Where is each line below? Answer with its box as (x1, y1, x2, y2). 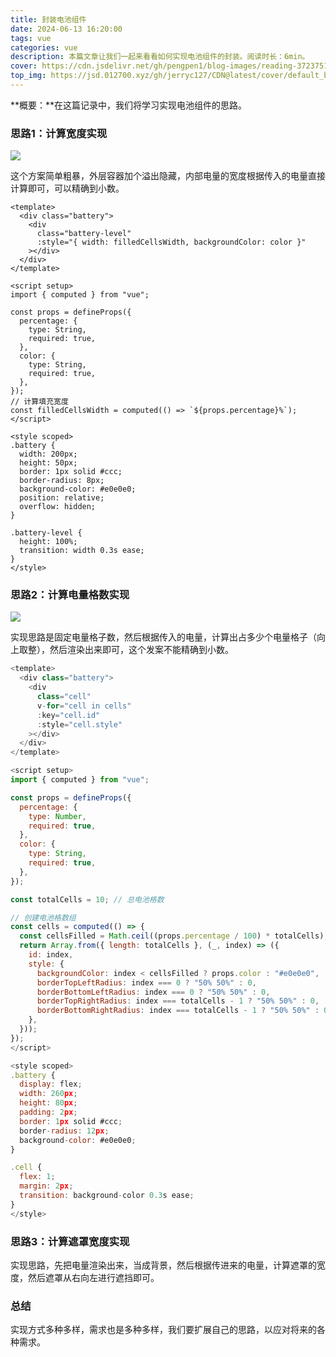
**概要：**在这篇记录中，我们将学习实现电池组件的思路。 (10, 99, 248, 111)
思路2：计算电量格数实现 (10, 588, 130, 602)
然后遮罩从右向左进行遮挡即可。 (27, 1272, 160, 1284)
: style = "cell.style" (36, 719, 123, 730)
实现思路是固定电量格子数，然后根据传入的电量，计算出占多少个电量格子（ (10, 631, 317, 643)
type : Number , (28, 811, 87, 821)
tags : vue (10, 33, 52, 43)
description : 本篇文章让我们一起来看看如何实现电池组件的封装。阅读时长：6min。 (10, 52, 310, 62)
